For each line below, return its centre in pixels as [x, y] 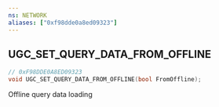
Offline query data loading [50, 95]
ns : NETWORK [27, 15]
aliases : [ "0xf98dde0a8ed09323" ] [63, 23]
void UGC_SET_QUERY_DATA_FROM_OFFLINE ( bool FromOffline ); [105, 80]
